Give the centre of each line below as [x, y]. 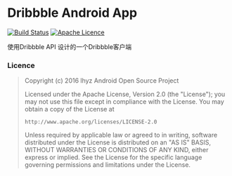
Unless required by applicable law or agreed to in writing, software [121, 135]
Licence [21, 65]
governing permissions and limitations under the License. [108, 165]
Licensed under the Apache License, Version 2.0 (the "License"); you [125, 94]
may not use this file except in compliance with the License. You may [124, 102]
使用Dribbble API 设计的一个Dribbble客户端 [70, 46]
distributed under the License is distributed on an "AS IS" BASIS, [118, 142]
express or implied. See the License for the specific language [113, 157]
